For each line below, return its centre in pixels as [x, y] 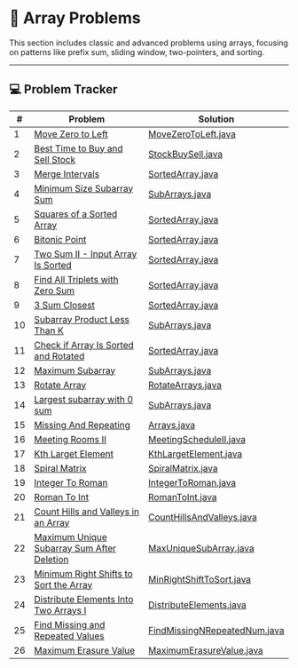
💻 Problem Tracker [63, 89]
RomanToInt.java [182, 497]
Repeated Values [69, 636]
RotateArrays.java [184, 385]
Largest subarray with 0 [84, 399]
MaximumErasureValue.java [205, 650]
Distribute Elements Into [84, 599]
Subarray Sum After [75, 548]
